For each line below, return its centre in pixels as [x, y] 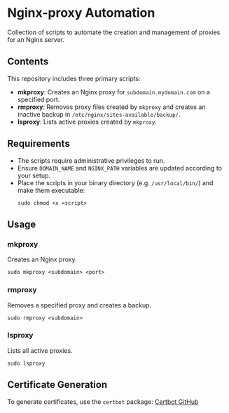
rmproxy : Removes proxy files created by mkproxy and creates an [111, 107]
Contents [28, 62]
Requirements [39, 144]
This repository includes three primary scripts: [74, 78]
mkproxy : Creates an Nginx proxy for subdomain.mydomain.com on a [113, 92]
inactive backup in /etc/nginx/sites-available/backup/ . [99, 114]
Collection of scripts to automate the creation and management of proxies [114, 32]
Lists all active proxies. [40, 350]
